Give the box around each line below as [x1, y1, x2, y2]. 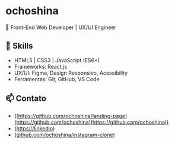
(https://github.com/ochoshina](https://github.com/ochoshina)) [14, 119, 169, 126]
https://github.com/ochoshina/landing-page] [18, 112, 128, 119]
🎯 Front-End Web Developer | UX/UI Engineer [5, 24, 117, 31]
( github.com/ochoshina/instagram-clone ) [14, 131, 115, 138]
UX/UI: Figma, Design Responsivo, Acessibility [14, 69, 128, 76]
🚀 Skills [5, 41, 33, 51]
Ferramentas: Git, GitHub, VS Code [14, 75, 100, 82]
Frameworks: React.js [14, 63, 68, 70]
